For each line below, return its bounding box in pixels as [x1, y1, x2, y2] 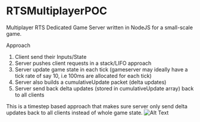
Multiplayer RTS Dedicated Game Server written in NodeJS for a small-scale [6, 24, 193, 31]
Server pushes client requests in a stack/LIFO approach [14, 60, 152, 67]
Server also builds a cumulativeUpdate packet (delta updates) [14, 79, 167, 86]
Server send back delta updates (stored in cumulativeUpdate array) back [14, 85, 194, 92]
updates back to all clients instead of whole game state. [6, 109, 143, 116]
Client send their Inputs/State [14, 53, 87, 60]
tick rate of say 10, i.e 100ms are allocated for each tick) [14, 72, 152, 79]
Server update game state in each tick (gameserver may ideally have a [14, 65, 188, 73]
